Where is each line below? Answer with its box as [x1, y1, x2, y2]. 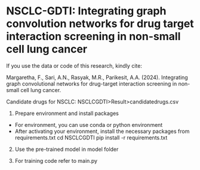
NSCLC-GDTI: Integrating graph [6, 4, 167, 18]
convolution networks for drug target [6, 17, 194, 31]
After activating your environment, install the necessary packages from [14, 127, 190, 135]
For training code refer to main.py [14, 157, 97, 164]
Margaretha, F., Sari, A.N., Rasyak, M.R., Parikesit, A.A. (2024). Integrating [6, 74, 188, 81]
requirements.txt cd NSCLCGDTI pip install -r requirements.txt [14, 133, 168, 141]
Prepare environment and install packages [14, 110, 119, 117]
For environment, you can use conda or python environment [14, 121, 163, 128]
